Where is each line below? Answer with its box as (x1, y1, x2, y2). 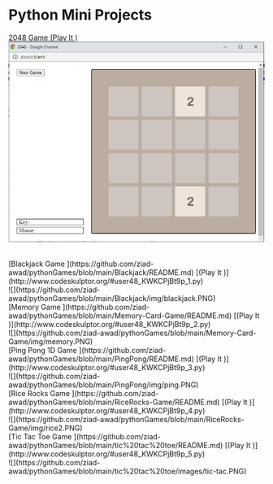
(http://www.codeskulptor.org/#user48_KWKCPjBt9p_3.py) (8, 363, 206, 373)
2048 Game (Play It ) (8, 33, 79, 42)
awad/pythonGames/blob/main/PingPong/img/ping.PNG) (8, 380, 199, 390)
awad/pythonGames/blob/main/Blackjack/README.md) (8, 268, 194, 277)
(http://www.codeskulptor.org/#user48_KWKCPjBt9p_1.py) (8, 277, 204, 286)
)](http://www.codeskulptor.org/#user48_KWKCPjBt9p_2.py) (8, 320, 211, 329)
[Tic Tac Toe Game (8, 432, 72, 442)
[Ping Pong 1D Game (8, 346, 77, 355)
